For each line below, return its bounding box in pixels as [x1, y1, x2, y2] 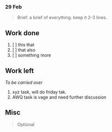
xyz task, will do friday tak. [12, 89, 67, 95]
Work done [5, 28, 40, 37]
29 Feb [5, 3, 22, 10]
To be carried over [5, 79, 43, 85]
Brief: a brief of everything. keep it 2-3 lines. [17, 15, 107, 21]
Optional [17, 121, 34, 127]
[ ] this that [12, 42, 34, 48]
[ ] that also [12, 47, 36, 53]
